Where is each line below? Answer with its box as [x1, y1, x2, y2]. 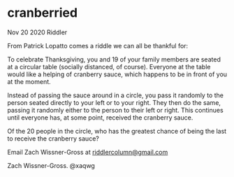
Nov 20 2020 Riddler [7, 28, 68, 36]
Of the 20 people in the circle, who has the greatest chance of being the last [7, 127, 227, 135]
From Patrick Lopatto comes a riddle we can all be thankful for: [7, 41, 189, 50]
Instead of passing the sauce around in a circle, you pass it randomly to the [7, 91, 224, 99]
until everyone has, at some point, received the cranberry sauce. [7, 113, 193, 122]
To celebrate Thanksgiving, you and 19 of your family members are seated [7, 55, 221, 64]
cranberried [7, 5, 78, 21]
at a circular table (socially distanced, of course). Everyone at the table [7, 62, 211, 71]
